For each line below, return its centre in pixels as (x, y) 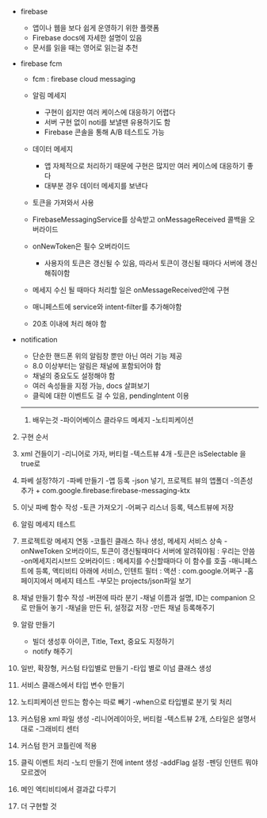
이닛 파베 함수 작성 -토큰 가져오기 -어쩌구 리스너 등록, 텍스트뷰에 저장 (127, 507)
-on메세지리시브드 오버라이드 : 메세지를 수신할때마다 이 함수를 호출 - (126, 561)
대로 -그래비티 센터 (50, 729)
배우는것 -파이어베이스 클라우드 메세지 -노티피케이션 (113, 420)
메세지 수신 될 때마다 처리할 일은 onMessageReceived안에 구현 (131, 290)
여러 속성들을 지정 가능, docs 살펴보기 (91, 386)
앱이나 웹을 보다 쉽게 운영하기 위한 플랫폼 (96, 28)
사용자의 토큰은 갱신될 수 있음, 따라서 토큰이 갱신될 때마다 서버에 (143, 263)
